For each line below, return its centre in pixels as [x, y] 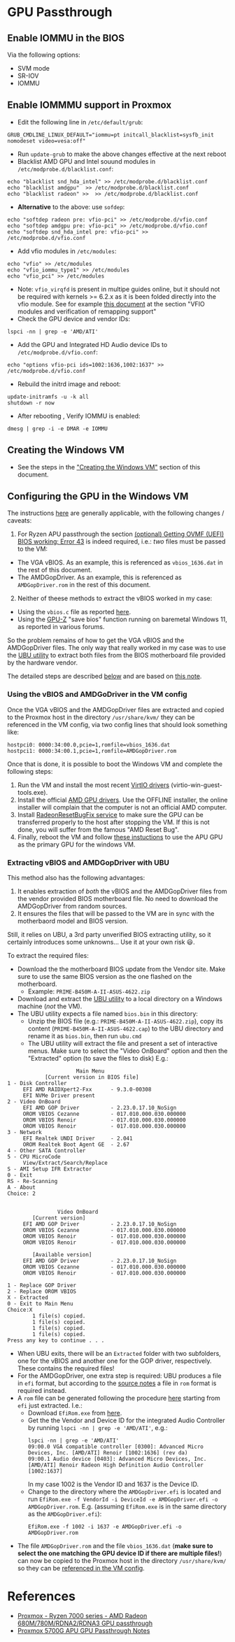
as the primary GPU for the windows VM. [76, 844]
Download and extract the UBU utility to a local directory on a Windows [120, 999]
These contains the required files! [66, 1368]
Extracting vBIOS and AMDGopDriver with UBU [88, 863]
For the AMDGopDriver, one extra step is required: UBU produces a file [119, 1376]
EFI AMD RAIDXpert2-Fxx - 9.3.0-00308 [87, 1090]
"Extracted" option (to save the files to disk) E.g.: [98, 1059]
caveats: [20, 521]
